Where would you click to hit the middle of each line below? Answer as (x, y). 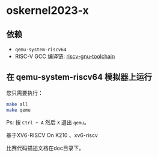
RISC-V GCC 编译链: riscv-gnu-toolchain (65, 56)
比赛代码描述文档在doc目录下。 (45, 148)
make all (17, 104)
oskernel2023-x (47, 11)
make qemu (19, 110)
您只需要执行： (25, 93)
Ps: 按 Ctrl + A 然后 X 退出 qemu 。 (48, 122)
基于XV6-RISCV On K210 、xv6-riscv (52, 135)
